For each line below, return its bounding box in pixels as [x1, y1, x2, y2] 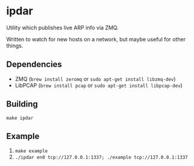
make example [14, 148, 48, 154]
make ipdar [6, 115, 34, 121]
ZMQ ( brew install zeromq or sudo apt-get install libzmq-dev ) [14, 75, 176, 82]
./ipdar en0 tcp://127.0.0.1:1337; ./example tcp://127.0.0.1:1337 [14, 155, 188, 161]
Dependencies [6, 59, 62, 70]
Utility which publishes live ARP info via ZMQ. [6, 24, 119, 31]
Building [6, 99, 38, 109]
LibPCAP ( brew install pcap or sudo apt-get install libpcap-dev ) [14, 82, 183, 89]
